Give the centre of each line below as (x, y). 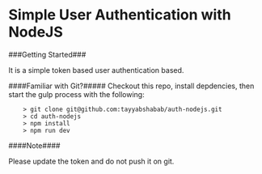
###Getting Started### (47, 54)
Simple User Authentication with (120, 15)
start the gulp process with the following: (76, 94)
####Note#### (34, 145)
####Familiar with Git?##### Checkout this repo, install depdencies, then (131, 86)
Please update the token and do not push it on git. (91, 161)
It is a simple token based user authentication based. (96, 70)
